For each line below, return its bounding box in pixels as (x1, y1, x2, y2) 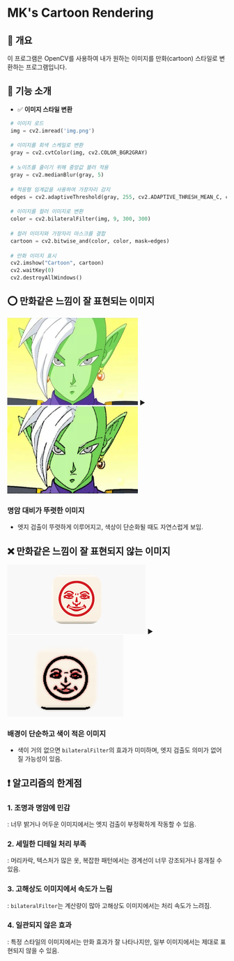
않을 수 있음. (25, 946, 59, 955)
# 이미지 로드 (10, 120, 44, 127)
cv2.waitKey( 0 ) (10, 267, 54, 274)
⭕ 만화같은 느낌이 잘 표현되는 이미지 (7, 295, 155, 308)
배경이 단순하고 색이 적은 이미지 (7, 729, 107, 739)
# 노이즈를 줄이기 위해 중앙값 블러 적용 (10, 164, 109, 172)
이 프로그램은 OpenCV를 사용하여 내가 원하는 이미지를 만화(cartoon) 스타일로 (7, 54, 218, 62)
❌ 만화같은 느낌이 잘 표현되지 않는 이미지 (7, 545, 171, 557)
